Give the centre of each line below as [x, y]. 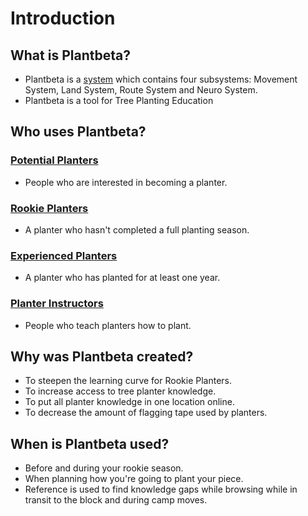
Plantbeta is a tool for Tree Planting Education [119, 100]
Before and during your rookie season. [104, 468]
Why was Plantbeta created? [102, 356]
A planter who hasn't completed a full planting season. [137, 229]
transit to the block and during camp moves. [116, 500]
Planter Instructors [57, 304]
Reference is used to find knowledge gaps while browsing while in [161, 489]
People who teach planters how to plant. [108, 325]
